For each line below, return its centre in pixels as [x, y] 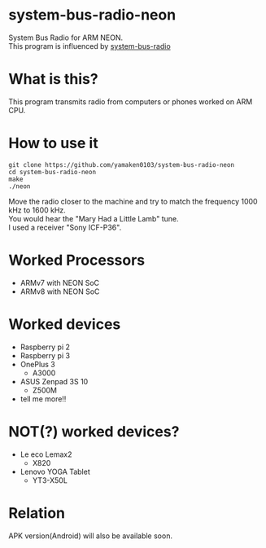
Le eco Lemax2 [46, 454]
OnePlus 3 [37, 364]
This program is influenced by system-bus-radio [89, 46]
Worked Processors [77, 260]
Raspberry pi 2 [45, 347]
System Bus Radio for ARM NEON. [66, 37]
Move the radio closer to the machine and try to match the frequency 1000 [133, 201]
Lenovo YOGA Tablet [55, 471]
